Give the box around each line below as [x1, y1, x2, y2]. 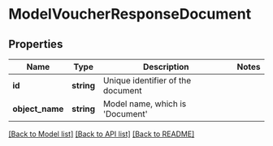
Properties [8, 37, 63, 51]
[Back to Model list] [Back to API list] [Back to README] [8, 129, 195, 139]
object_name [12, 103, 64, 114]
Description [142, 62, 189, 72]
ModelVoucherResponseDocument [8, 5, 252, 24]
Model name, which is [102, 98, 187, 109]
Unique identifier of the [102, 75, 192, 86]
